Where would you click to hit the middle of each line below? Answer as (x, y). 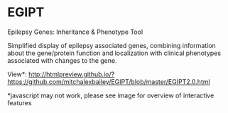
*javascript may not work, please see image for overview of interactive (111, 95)
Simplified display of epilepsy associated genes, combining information (112, 45)
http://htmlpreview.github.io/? (71, 74)
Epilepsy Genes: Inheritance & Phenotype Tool (75, 32)
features (20, 102)
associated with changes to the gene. (62, 60)
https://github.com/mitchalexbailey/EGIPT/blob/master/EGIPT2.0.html (109, 81)
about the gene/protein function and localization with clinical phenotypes (114, 53)
